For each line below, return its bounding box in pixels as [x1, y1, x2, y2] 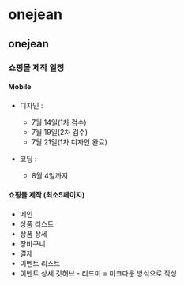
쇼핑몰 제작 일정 [8, 62, 65, 73]
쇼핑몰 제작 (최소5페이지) [8, 190, 85, 200]
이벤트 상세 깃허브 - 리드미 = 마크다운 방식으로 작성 [19, 268, 178, 278]
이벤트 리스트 [19, 258, 61, 268]
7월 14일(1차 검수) [31, 117, 87, 127]
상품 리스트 [19, 219, 54, 228]
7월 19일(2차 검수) [31, 127, 88, 137]
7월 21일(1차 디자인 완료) [31, 137, 108, 147]
